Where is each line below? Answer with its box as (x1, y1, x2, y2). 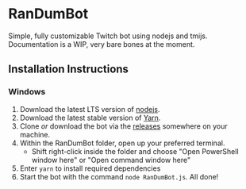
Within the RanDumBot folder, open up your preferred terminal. (19, 138, 225, 148)
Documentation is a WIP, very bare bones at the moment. (8, 39, 195, 48)
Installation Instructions (8, 63, 129, 76)
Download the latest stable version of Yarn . (19, 113, 161, 122)
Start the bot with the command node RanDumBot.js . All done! (19, 172, 219, 181)
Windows (8, 87, 46, 98)
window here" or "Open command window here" (31, 155, 191, 164)
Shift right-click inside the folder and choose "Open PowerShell (31, 146, 240, 156)
